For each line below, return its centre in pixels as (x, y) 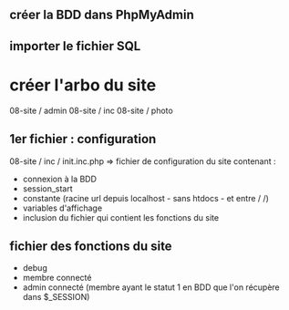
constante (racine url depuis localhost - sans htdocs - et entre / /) (145, 198)
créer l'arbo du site (83, 85)
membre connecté (57, 278)
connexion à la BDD (60, 179)
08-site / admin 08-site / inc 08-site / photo (91, 110)
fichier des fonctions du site (91, 246)
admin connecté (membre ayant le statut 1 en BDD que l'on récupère (151, 287)
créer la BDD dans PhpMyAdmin (102, 15)
